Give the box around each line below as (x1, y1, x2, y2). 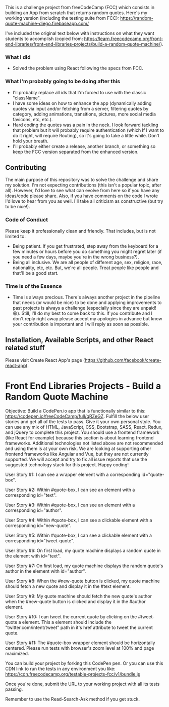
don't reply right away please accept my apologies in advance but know (12, 316, 162, 321)
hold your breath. (12, 138, 49, 144)
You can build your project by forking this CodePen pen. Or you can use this (5, 660, 163, 666)
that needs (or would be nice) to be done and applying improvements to (12, 300, 162, 306)
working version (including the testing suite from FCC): (5, 15, 120, 21)
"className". (12, 95, 41, 101)
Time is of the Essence (5, 282, 62, 289)
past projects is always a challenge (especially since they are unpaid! (12, 305, 156, 311)
